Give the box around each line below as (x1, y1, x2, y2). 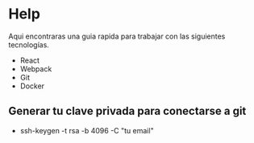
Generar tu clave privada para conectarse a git (8, 104, 247, 118)
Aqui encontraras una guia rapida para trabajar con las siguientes (8, 31, 226, 41)
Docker (19, 81, 45, 91)
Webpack (19, 63, 52, 73)
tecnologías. (8, 39, 50, 49)
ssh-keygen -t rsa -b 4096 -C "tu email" (19, 125, 155, 135)
